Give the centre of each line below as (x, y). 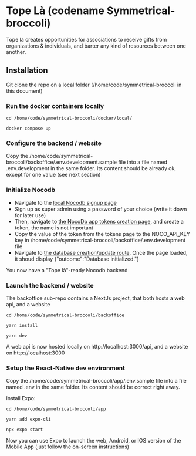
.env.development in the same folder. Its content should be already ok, (91, 168)
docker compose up (28, 129)
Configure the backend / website (54, 143)
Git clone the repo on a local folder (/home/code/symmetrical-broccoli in (94, 85)
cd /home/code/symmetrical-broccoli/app (56, 409)
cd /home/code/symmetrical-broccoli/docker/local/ (69, 119)
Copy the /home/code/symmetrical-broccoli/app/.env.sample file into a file (96, 381)
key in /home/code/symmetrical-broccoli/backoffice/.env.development (100, 240)
